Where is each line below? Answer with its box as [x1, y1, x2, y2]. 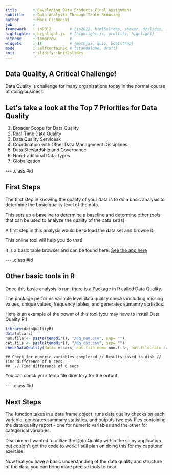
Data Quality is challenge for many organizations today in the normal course [5, 83, 165, 89]
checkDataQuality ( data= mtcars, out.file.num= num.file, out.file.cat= [5, 345, 161, 351]
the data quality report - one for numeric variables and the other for [5, 422, 147, 428]
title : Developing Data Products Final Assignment [5, 7, 132, 13]
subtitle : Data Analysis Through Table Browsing [5, 12, 120, 17]
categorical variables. [5, 427, 51, 433]
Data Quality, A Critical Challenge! [5, 69, 117, 78]
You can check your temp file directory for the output [5, 373, 118, 379]
